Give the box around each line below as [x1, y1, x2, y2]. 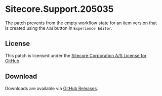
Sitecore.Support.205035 [5, 3, 114, 15]
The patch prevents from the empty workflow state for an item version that [5, 20, 157, 26]
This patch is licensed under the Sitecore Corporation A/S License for [5, 52, 147, 58]
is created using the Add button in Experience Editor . [5, 25, 113, 31]
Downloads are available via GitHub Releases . [5, 85, 98, 91]
